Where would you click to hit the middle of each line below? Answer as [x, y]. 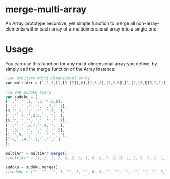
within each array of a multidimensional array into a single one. [92, 28]
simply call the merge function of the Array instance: [60, 69]
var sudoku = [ [21, 97]
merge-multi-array [46, 9]
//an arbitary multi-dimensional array [48, 78]
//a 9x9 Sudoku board [28, 92]
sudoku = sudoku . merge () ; [33, 167]
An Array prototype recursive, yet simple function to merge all [70, 23]
